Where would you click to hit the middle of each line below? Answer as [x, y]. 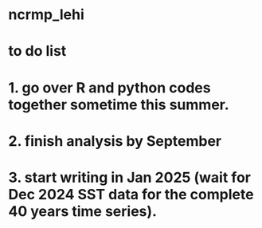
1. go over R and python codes [109, 87]
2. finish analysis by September [115, 141]
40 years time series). [83, 211]
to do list [37, 51]
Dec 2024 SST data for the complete [131, 194]
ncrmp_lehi [47, 15]
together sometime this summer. [119, 104]
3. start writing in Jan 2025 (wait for [129, 177]
